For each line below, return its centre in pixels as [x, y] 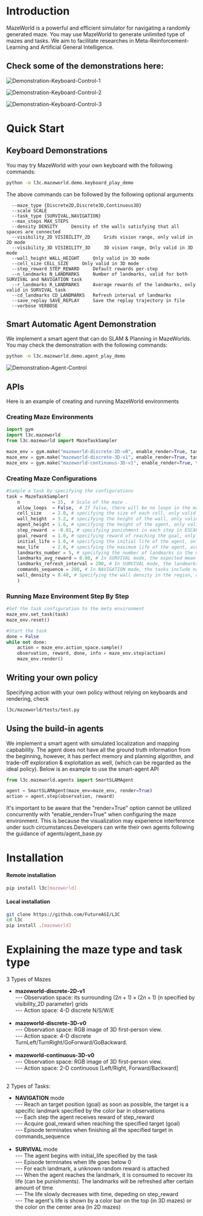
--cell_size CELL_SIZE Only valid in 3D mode [75, 263]
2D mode [16, 242]
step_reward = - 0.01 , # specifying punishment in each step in [100, 530]
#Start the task [27, 631]
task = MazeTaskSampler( [37, 497]
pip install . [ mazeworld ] [39, 925]
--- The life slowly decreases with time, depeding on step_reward [96, 1194]
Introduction [38, 11]
